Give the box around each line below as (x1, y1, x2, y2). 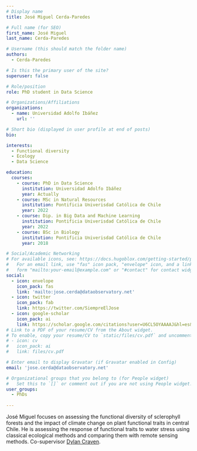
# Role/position (6, 83, 46, 90)
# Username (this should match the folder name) (6, 46, 127, 52)
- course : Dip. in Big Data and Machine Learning (16, 213, 141, 219)
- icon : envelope (11, 278, 54, 284)
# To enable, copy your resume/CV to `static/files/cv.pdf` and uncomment (6, 332, 193, 339)
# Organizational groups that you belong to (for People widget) (6, 375, 169, 381)
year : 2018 (21, 240, 49, 246)
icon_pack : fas (16, 283, 54, 289)
